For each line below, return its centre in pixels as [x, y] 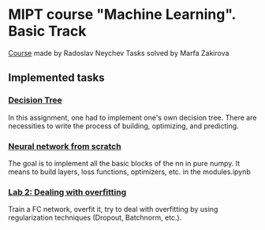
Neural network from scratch [65, 146]
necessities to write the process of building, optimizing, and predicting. [123, 126]
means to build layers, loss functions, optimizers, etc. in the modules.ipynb [129, 172]
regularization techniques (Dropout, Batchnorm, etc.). [95, 217]
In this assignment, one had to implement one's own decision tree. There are [132, 117]
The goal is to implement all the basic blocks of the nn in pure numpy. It [124, 163]
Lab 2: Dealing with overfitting [67, 192]
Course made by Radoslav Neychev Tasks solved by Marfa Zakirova [119, 53]
